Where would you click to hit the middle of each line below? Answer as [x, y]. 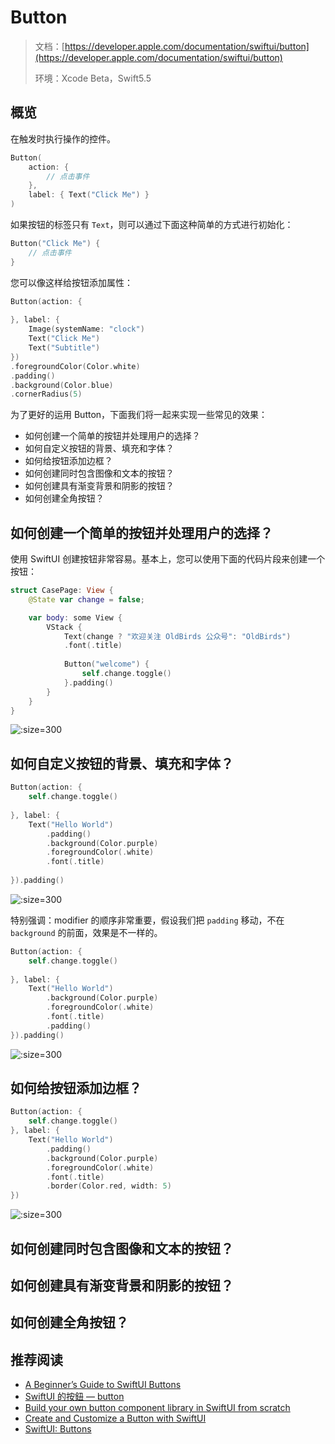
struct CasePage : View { [62, 591]
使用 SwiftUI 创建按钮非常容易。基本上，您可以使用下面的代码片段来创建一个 [168, 559]
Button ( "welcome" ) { [106, 664]
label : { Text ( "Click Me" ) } [89, 195]
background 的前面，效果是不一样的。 [86, 932]
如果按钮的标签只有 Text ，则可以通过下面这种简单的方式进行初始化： [152, 224]
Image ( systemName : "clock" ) [86, 329]
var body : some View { [75, 617]
